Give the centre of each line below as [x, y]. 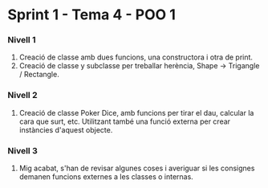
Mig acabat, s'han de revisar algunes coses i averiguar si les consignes [137, 168]
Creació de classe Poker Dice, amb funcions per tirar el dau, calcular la [136, 112]
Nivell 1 [22, 40]
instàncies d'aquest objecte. [66, 129]
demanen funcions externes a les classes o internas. [106, 177]
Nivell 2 [22, 96]
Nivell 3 [22, 150]
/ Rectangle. [39, 75]
